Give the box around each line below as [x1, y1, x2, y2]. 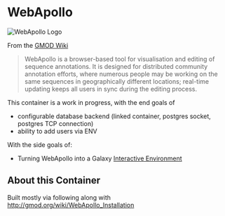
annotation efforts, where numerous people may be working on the [24, 70, 219, 78]
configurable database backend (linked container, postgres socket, [17, 112, 212, 120]
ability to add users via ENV [17, 127, 97, 135]
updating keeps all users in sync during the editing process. [24, 84, 198, 93]
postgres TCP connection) [17, 119, 94, 127]
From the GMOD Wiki [7, 41, 69, 49]
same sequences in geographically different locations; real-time [24, 77, 210, 85]
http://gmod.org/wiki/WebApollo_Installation [7, 201, 135, 209]
